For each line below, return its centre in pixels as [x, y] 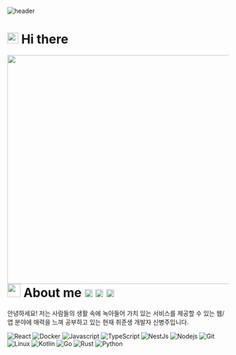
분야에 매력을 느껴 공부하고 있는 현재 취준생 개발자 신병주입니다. [101, 322]
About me [53, 293]
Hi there [45, 39]
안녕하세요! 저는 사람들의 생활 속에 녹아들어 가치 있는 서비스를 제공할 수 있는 [111, 313]
